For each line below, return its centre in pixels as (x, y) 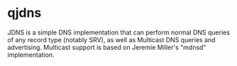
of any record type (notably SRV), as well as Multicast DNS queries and (111, 39)
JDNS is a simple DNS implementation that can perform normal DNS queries (119, 32)
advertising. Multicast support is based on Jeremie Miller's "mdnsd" (107, 47)
